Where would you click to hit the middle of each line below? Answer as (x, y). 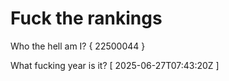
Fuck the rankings (86, 18)
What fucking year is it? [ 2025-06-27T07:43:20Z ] (115, 65)
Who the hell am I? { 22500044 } (78, 46)
